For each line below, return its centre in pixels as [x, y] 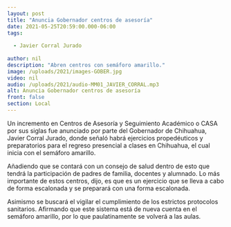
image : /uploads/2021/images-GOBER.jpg [65, 71]
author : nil [24, 59]
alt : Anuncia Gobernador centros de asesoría [74, 91]
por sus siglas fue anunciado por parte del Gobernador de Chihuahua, [107, 130]
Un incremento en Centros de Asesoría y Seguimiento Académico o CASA [112, 123]
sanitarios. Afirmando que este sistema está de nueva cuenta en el [102, 209]
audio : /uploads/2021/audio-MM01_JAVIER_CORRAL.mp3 [83, 84]
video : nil [23, 78]
